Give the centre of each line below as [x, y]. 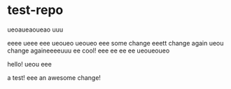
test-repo [35, 10]
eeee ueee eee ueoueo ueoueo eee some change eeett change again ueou [115, 43]
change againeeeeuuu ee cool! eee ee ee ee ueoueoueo [89, 50]
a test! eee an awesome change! [54, 77]
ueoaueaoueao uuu [35, 29]
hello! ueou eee [30, 64]
